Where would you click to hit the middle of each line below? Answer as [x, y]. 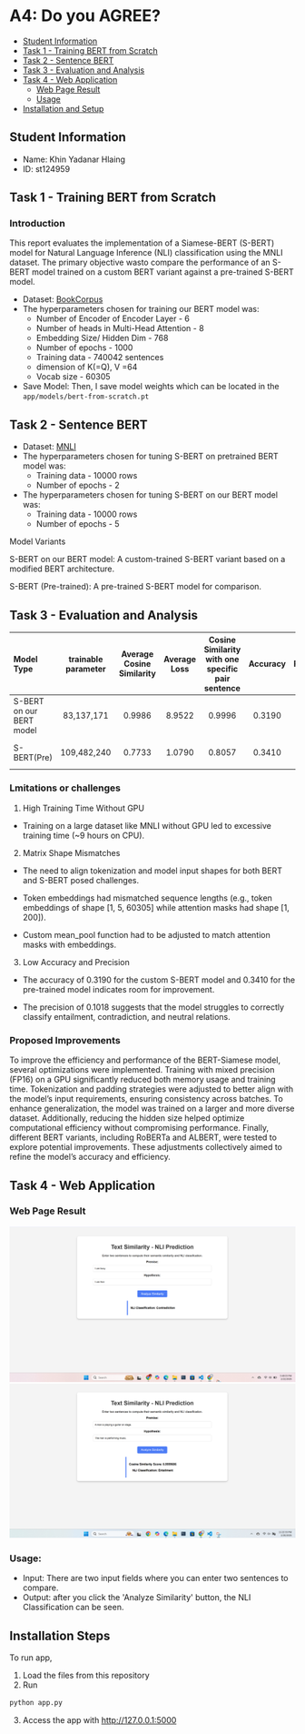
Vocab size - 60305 [73, 377]
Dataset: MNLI [49, 447]
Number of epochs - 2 [78, 485]
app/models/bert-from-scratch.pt [86, 397]
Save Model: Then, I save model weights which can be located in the [151, 387]
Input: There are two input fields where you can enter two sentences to [155, 1578]
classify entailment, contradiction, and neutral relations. [127, 1016]
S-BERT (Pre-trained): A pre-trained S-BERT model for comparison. [135, 587]
